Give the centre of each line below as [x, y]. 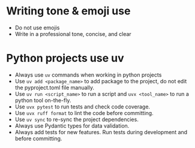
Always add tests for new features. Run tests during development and [101, 132]
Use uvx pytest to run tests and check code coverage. [82, 107]
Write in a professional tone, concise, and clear [73, 34]
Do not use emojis [37, 28]
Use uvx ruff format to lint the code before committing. [84, 113]
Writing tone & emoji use [68, 11]
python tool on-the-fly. [43, 100]
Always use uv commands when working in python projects [88, 75]
